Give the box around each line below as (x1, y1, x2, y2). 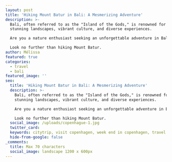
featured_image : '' (5, 74, 47, 79)
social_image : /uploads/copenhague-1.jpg (10, 121, 100, 126)
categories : (5, 59, 31, 64)
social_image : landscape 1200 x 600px (10, 149, 93, 154)
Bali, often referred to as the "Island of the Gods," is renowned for (10, 21, 166, 27)
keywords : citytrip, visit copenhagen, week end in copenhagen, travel (10, 130, 166, 135)
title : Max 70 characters (10, 144, 66, 149)
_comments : (5, 139, 29, 145)
